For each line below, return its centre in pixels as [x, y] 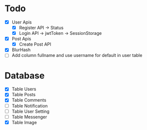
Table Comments [29, 100]
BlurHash [21, 50]
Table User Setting [30, 111]
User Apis [22, 22]
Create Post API [35, 44]
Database [25, 75]
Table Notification [29, 105]
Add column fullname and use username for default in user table [77, 55]
